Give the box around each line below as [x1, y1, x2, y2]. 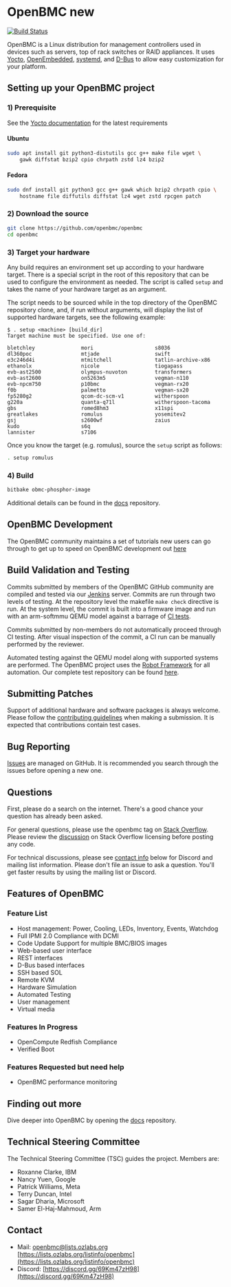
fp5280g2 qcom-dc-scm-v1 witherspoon [7, 392, 189, 400]
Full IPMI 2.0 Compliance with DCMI [16, 931, 119, 940]
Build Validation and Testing [7, 565, 130, 576]
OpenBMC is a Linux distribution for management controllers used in [7, 40, 201, 48]
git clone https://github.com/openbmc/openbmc [7, 225, 143, 232]
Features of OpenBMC [7, 888, 104, 900]
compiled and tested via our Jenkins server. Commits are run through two [7, 590, 216, 598]
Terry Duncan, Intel [16, 1190, 72, 1198]
